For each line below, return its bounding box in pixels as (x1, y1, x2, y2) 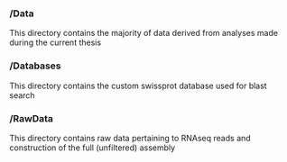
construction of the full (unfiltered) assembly (9, 142, 176, 153)
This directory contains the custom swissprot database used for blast (9, 80, 268, 91)
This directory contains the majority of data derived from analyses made (9, 28, 278, 39)
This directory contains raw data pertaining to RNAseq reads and (9, 132, 251, 143)
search (9, 89, 35, 101)
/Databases (9, 59, 61, 72)
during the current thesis (9, 37, 102, 48)
